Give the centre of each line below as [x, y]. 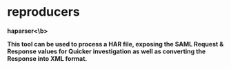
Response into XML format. [47, 58]
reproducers [44, 12]
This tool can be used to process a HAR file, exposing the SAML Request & [115, 44]
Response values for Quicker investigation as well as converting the [107, 51]
